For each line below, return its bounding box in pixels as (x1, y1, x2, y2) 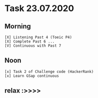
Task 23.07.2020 (4, 3, 74, 14)
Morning (4, 22, 31, 30)
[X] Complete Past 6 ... (4, 39, 55, 44)
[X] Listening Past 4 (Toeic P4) (4, 35, 72, 40)
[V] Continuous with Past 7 (4, 43, 62, 48)
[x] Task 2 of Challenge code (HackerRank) (4, 69, 94, 74)
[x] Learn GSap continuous (4, 73, 59, 78)
